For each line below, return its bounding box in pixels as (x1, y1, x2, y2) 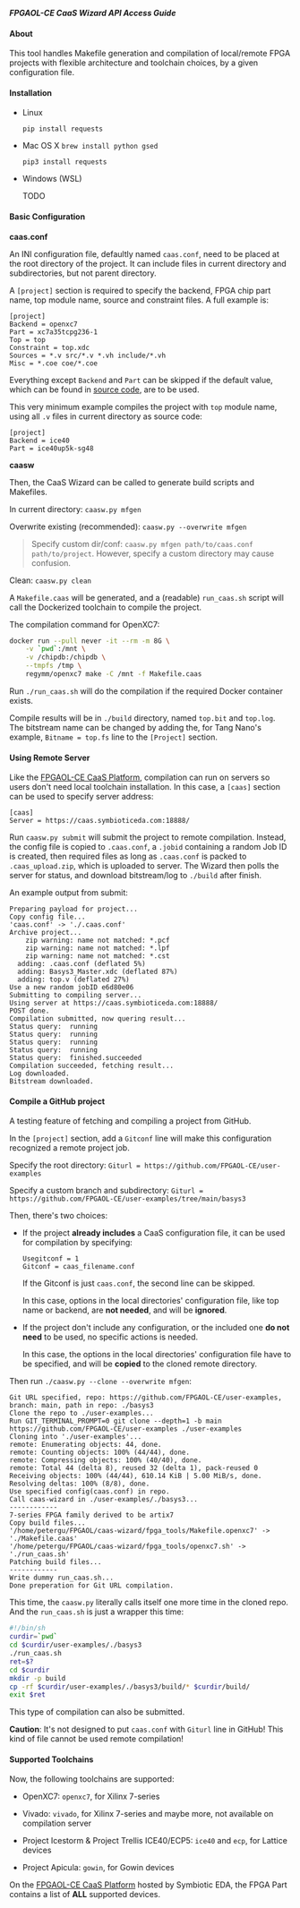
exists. (9, 695, 34, 706)
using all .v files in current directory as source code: (9, 411, 203, 422)
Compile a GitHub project (9, 1096, 106, 1107)
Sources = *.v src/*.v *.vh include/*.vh (9, 351, 167, 360)
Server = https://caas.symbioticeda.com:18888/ (9, 817, 191, 826)
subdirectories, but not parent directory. (9, 268, 157, 278)
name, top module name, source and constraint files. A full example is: (9, 295, 269, 305)
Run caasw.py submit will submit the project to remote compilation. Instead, (9, 832, 287, 843)
